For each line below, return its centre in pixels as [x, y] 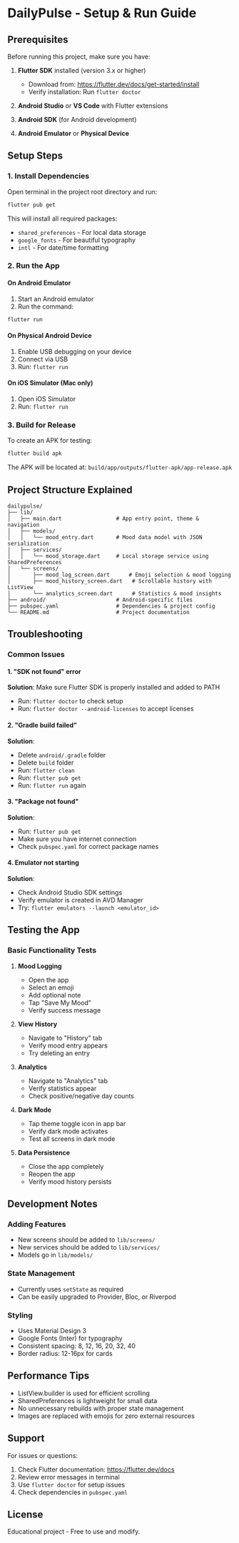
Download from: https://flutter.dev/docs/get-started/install [114, 84]
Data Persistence [44, 1152]
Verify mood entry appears [68, 1045]
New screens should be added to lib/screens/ [86, 1240]
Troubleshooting [45, 634]
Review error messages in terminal [68, 1477]
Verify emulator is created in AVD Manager [81, 900]
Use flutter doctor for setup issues [71, 1484]
